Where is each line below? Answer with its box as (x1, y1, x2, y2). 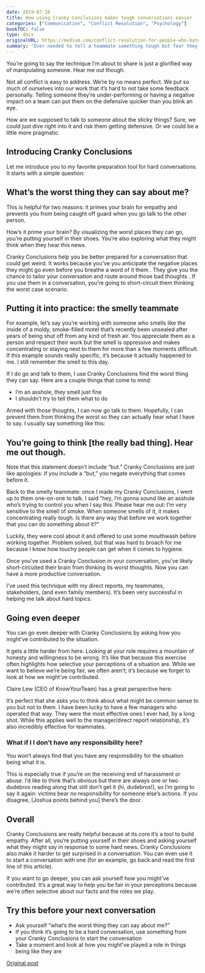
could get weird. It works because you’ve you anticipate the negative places (6, 259, 198, 266)
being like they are (15, 947, 62, 955)
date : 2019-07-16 (6, 9, 51, 15)
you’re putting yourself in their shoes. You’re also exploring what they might (6, 235, 196, 242)
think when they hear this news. (6, 241, 87, 248)
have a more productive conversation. (6, 570, 102, 578)
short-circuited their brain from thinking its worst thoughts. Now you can (6, 564, 189, 571)
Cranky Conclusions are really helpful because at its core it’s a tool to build (6, 831, 194, 838)
